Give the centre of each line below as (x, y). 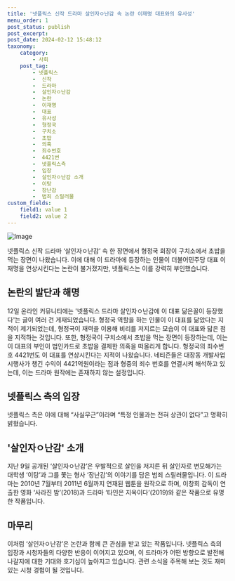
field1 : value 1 (44, 210)
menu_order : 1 (28, 20)
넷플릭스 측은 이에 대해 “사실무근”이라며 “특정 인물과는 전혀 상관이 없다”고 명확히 (117, 414)
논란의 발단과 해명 (43, 293)
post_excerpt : (28, 33)
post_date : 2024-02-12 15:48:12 (54, 40)
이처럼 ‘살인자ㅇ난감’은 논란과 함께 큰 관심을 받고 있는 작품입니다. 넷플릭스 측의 (115, 544)
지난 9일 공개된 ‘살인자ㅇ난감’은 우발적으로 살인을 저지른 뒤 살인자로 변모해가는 (115, 466)
